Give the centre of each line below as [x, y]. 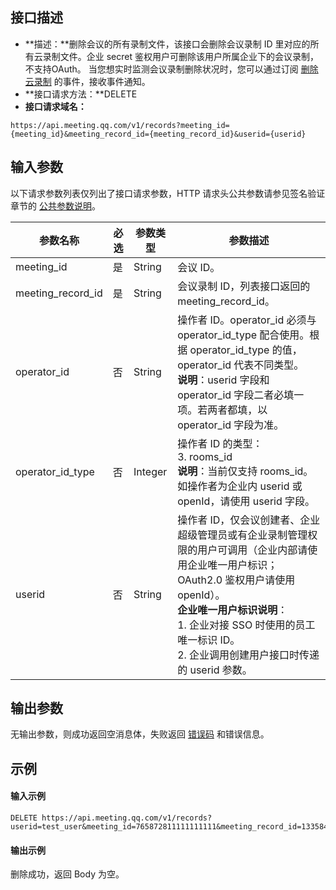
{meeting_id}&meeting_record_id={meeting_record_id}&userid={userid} [158, 134]
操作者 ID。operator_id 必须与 [247, 320]
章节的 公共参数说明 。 [55, 205]
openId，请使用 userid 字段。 [246, 501]
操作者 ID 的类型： [220, 443]
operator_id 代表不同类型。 [241, 365]
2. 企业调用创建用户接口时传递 [248, 655]
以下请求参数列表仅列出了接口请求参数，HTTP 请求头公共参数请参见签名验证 [168, 193]
